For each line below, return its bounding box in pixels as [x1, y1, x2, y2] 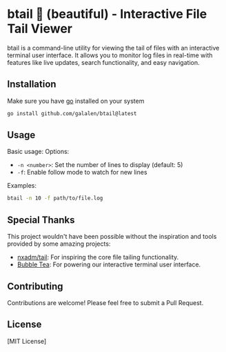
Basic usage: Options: [7, 148, 70, 156]
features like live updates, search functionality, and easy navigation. [7, 58, 200, 66]
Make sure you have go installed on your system [7, 97, 145, 105]
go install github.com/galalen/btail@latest [7, 110, 137, 117]
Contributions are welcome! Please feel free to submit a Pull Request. [7, 298, 204, 306]
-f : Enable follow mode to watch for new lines [17, 168, 147, 177]
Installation [7, 79, 56, 90]
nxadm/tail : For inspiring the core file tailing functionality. [17, 253, 179, 262]
